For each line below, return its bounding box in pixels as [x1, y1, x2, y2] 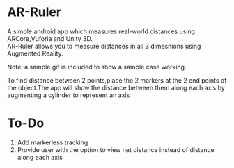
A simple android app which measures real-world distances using [7, 27, 196, 35]
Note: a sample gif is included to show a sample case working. [7, 62, 187, 71]
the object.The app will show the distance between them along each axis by [7, 83, 225, 92]
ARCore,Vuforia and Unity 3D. [7, 34, 93, 42]
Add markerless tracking [17, 138, 88, 146]
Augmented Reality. [7, 49, 64, 58]
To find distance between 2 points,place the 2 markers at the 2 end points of [7, 76, 227, 84]
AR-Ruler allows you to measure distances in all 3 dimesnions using [7, 42, 201, 50]
